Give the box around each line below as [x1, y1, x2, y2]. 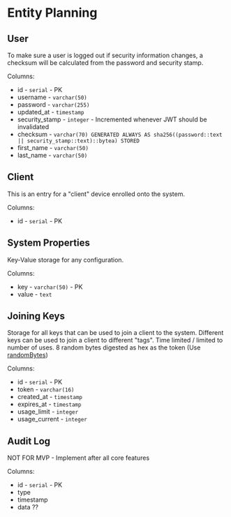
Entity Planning [7, 5, 98, 21]
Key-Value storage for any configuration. [7, 255, 124, 264]
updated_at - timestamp [17, 108, 84, 116]
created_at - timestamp [17, 393, 82, 401]
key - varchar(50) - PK [17, 283, 83, 291]
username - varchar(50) [17, 93, 87, 101]
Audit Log [7, 435, 51, 447]
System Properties [7, 237, 91, 249]
